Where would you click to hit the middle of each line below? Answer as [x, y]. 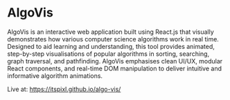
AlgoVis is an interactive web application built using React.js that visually [111, 32]
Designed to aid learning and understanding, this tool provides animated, [111, 46]
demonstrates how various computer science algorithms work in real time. [113, 39]
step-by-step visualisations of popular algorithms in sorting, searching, [108, 54]
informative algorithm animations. [55, 76]
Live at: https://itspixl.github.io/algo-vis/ [64, 89]
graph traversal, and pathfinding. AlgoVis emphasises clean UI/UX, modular [115, 61]
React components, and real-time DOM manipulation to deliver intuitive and [115, 68]
